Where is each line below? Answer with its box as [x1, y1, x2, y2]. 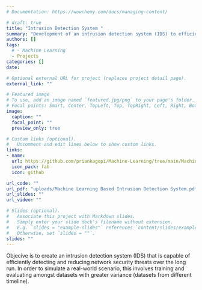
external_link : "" [6, 80, 52, 87]
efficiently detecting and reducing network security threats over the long [6, 259, 186, 266]
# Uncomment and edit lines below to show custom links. [6, 142, 158, 148]
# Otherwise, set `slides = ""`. [6, 230, 96, 236]
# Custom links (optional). [6, 136, 77, 142]
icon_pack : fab [11, 163, 50, 170]
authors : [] [6, 37, 36, 43]
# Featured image [6, 91, 50, 98]
